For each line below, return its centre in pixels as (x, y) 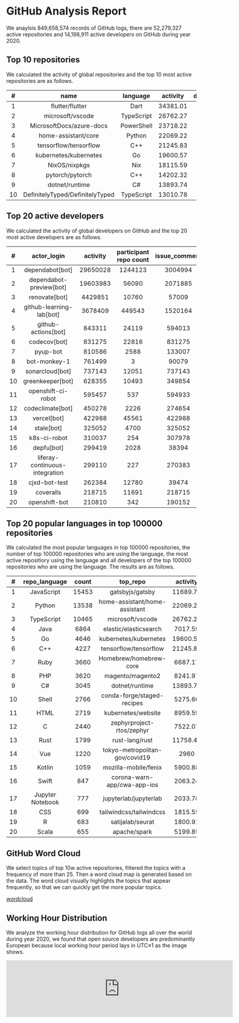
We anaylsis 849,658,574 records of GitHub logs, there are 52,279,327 (94, 28)
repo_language (45, 582)
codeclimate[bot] (48, 408)
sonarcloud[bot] (48, 371)
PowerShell (136, 125)
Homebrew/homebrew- (132, 659)
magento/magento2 (132, 676)
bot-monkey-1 (48, 361)
